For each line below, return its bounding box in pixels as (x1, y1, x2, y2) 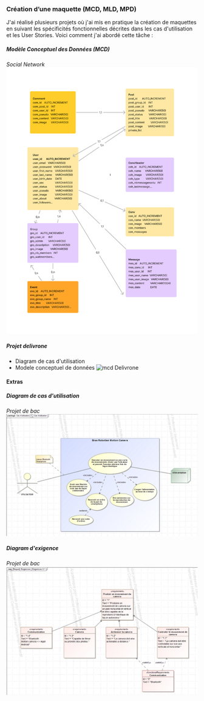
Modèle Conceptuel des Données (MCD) (6, 45, 110, 53)
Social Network (6, 61, 45, 68)
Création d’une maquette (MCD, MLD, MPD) (6, 5, 137, 13)
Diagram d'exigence (6, 544, 59, 551)
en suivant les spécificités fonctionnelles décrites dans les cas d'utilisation (6, 25, 193, 32)
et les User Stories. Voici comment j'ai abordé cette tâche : (6, 32, 154, 39)
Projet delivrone (6, 342, 47, 350)
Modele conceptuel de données (15, 364, 95, 371)
